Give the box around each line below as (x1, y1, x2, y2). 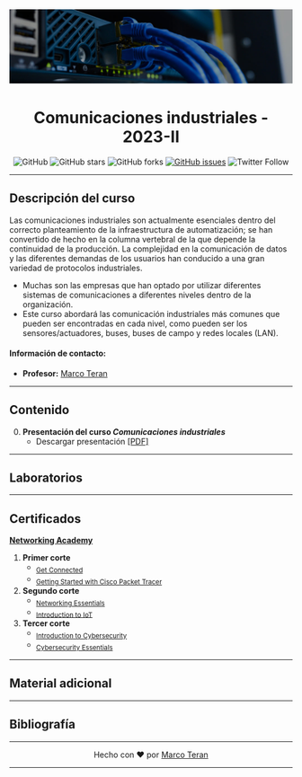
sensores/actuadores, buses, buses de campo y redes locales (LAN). (22, 327, 279, 338)
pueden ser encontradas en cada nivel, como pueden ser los (22, 318, 248, 329)
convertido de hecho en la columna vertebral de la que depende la (9, 234, 256, 244)
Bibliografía (9, 717, 76, 732)
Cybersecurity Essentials (35, 643, 113, 652)
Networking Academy (9, 535, 93, 546)
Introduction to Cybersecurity (35, 631, 128, 640)
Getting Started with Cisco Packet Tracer (35, 577, 163, 587)
